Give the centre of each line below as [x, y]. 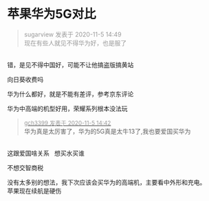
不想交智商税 [25, 167]
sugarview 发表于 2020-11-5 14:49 [73, 34]
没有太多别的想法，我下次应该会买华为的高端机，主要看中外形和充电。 [107, 182]
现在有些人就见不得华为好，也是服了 [75, 43]
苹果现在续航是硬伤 [34, 191]
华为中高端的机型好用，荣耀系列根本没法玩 [67, 108]
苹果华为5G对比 [52, 14]
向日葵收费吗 [25, 79]
